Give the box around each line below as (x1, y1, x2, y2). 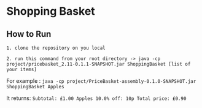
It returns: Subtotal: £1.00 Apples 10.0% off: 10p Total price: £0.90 (6, 94, 187, 102)
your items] (6, 66, 37, 72)
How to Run (6, 29, 52, 39)
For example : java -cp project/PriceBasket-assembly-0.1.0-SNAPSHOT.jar (6, 77, 196, 84)
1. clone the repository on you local (6, 45, 106, 51)
